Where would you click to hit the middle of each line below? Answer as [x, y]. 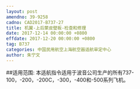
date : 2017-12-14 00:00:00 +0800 [47, 33]
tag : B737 [18, 44]
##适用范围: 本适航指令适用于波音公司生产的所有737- [70, 72]
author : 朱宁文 [23, 55]
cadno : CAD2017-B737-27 [35, 22]
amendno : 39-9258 [27, 17]
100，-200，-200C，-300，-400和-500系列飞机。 [68, 80]
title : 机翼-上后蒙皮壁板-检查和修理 [46, 28]
